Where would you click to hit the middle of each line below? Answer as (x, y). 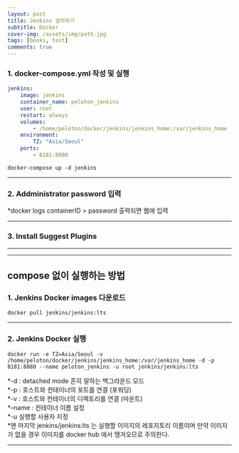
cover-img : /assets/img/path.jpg (57, 34)
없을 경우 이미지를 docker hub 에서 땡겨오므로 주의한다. (92, 434)
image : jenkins (43, 96)
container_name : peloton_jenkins (70, 102)
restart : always (44, 115)
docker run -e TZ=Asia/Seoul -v (55, 354)
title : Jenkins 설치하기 (41, 21)
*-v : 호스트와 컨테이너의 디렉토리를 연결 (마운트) (75, 398)
